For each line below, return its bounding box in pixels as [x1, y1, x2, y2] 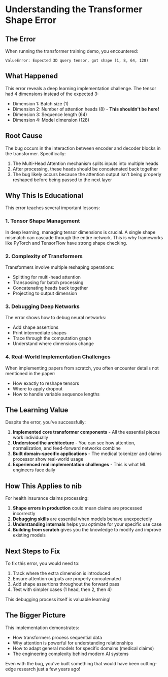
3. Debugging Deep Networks [5, 303, 80, 310]
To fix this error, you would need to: [5, 560, 80, 567]
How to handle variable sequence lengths [12, 391, 100, 397]
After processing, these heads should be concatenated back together [12, 165, 158, 172]
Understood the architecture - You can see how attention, [12, 440, 136, 446]
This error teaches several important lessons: [5, 205, 100, 211]
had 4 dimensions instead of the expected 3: [5, 91, 99, 97]
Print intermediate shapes [12, 330, 67, 336]
